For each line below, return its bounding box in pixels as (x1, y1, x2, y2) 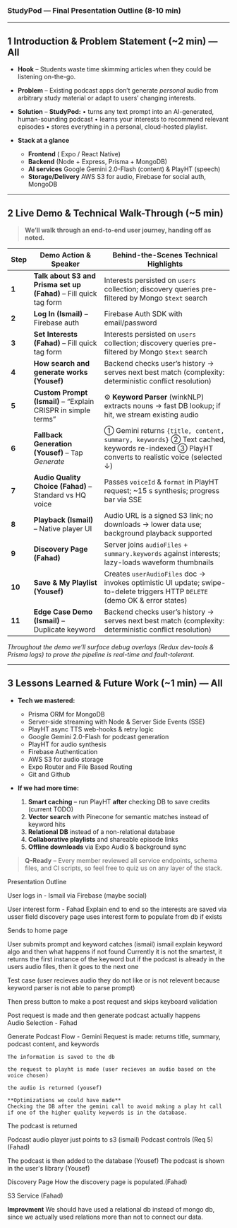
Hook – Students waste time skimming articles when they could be (17, 65, 212, 74)
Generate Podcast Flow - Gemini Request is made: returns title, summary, (7, 1032, 221, 1041)
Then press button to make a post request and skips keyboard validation (7, 997, 218, 1006)
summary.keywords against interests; (104, 548, 221, 558)
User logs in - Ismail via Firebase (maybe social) (7, 891, 147, 900)
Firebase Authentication (28, 747, 98, 755)
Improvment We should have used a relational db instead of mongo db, (7, 1205, 215, 1213)
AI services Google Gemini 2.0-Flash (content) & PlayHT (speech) (28, 165, 221, 173)
